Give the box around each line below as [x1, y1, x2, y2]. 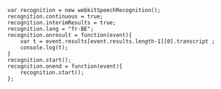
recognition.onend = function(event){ [7, 63, 123, 70]
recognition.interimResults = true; [7, 19, 116, 26]
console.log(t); [20, 44, 69, 51]
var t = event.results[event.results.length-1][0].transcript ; [20, 38, 215, 45]
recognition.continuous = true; [7, 13, 103, 20]
